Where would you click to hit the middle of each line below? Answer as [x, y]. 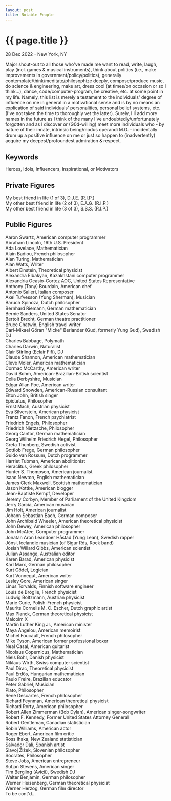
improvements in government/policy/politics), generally [63, 75]
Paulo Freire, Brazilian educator [38, 679]
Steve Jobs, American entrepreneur [43, 761]
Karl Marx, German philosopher [38, 564]
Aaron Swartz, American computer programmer [56, 237]
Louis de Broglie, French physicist [41, 592]
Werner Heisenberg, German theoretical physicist [58, 783]
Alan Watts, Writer [24, 264]
